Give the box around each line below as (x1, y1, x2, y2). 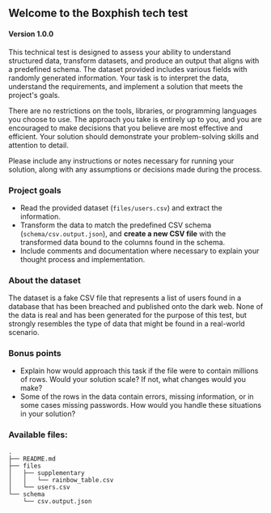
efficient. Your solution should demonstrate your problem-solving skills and (8, 131, 259, 141)
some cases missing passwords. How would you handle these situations (19, 401, 261, 410)
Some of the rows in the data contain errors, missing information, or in (19, 392, 254, 401)
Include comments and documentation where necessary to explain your (19, 246, 260, 256)
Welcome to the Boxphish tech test (8, 6, 188, 20)
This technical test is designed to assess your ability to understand (8, 47, 231, 57)
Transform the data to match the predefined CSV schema (19, 220, 212, 230)
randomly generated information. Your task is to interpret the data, (8, 73, 229, 83)
